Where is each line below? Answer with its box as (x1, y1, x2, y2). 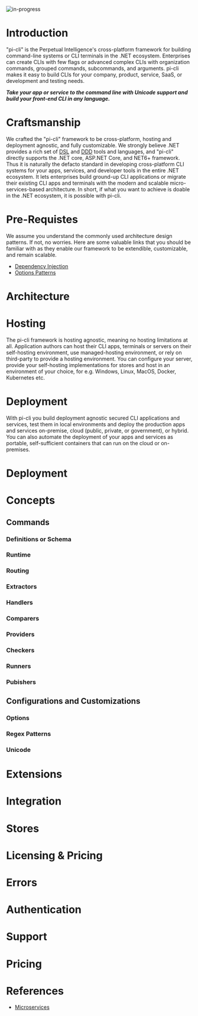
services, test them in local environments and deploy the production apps (6, 420, 185, 427)
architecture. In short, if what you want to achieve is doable (45, 185, 190, 192)
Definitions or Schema (6, 535, 72, 543)
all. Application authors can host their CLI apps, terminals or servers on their (6, 342, 192, 349)
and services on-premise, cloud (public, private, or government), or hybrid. (6, 427, 189, 434)
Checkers (6, 646, 35, 654)
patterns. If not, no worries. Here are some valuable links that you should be (6, 239, 191, 246)
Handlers (6, 599, 34, 607)
